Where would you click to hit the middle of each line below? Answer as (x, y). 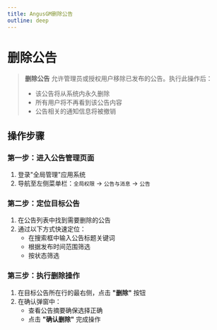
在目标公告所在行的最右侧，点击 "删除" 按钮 (82, 292)
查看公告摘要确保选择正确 (65, 310)
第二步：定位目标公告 (43, 204)
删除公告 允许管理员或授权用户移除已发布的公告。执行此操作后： (118, 79)
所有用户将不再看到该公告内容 (78, 103)
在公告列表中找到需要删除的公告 (64, 220)
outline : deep (28, 21)
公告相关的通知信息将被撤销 (76, 111)
